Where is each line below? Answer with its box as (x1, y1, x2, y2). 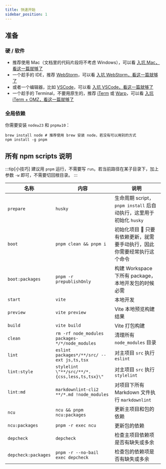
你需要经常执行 (114, 248, 150, 255)
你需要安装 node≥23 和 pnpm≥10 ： (5, 122, 71, 128)
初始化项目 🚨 (114, 226, 144, 233)
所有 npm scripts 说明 (5, 152, 72, 160)
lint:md (7, 390, 26, 395)
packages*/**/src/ (55, 352, 99, 358)
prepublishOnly (55, 279, 91, 284)
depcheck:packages (7, 452, 51, 458)
